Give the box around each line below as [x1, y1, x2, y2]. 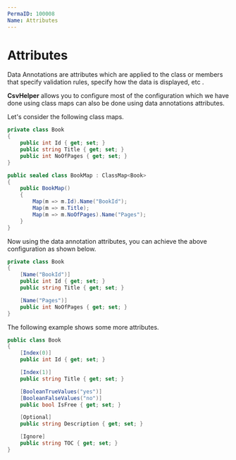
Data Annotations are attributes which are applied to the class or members [7, 70, 223, 79]
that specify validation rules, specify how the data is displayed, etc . [7, 78, 204, 87]
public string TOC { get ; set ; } [20, 440, 118, 447]
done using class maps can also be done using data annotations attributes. [7, 99, 225, 108]
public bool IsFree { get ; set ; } [20, 401, 121, 409]
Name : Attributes [7, 17, 58, 24]
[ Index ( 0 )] [20, 349, 52, 356]
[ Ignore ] [20, 433, 46, 440]
